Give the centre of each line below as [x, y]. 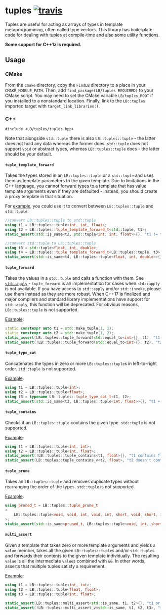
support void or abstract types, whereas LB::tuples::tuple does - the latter [82, 149]
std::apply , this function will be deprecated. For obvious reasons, [72, 305]
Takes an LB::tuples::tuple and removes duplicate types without [72, 482]
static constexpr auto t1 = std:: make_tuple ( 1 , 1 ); [59, 329]
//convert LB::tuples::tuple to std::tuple [51, 220]
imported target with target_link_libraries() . [53, 106]
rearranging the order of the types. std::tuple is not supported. [70, 487]
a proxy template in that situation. [39, 197]
